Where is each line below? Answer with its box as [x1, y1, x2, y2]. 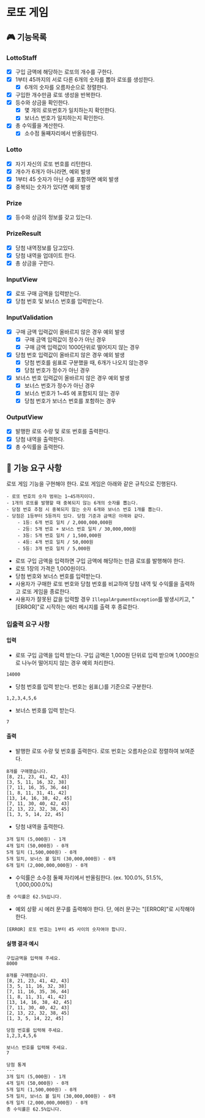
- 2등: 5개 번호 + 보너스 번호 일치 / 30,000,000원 [17, 526, 136, 533]
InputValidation [6, 314, 53, 322]
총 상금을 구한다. [15, 259, 55, 267]
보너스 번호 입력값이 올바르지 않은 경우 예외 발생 [15, 374, 130, 381]
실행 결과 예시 [6, 940, 39, 947]
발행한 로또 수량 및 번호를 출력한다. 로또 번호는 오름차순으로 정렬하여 [15, 747, 179, 755]
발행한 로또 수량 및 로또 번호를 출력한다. [15, 428, 110, 435]
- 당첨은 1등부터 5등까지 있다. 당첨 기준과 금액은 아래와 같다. [6, 513, 146, 519]
